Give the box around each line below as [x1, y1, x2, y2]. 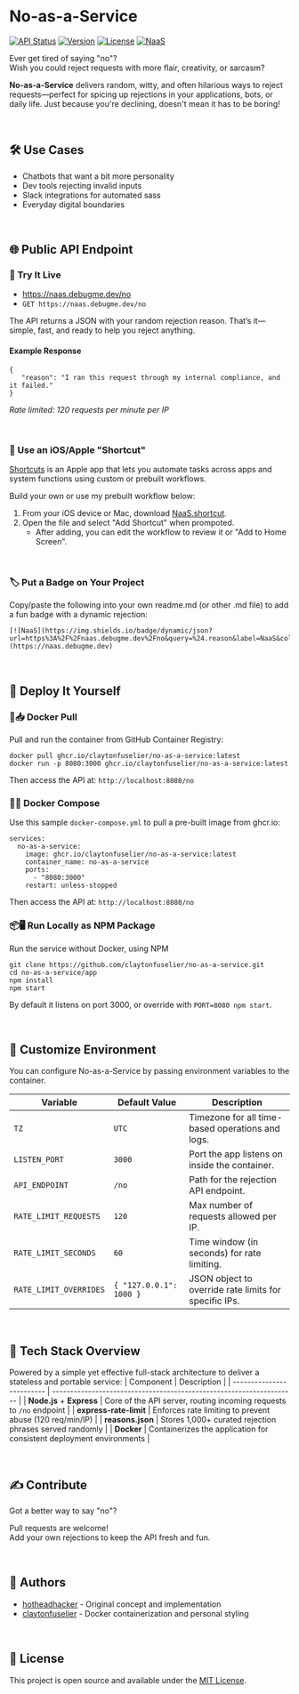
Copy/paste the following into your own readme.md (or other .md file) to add [9, 600, 289, 610]
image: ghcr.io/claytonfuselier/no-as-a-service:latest [25, 850, 238, 859]
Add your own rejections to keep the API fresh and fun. [9, 1532, 211, 1543]
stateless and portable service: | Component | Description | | [9, 1376, 231, 1387]
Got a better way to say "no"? [9, 1505, 117, 1516]
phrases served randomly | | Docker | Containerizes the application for [9, 1424, 269, 1434]
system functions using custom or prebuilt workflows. [9, 473, 206, 484]
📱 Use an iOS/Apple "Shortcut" [9, 443, 147, 456]
